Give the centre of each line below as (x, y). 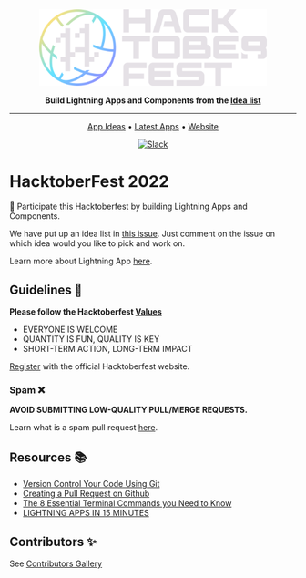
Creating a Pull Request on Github (86, 494)
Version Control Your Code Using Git (91, 484)
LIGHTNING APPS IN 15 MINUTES (86, 513)
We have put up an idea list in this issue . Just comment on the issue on (143, 234)
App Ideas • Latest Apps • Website (153, 127)
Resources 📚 (48, 457)
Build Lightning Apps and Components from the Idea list (153, 100)
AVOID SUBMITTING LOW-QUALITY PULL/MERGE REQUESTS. (128, 410)
